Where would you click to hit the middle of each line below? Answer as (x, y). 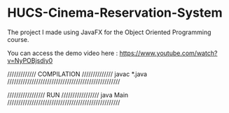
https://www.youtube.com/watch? (168, 53)
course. (18, 39)
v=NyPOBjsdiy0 (30, 60)
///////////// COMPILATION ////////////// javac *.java (77, 74)
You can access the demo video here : (63, 53)
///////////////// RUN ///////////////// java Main (68, 95)
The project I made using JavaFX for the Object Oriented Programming (109, 32)
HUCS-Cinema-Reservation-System (115, 13)
